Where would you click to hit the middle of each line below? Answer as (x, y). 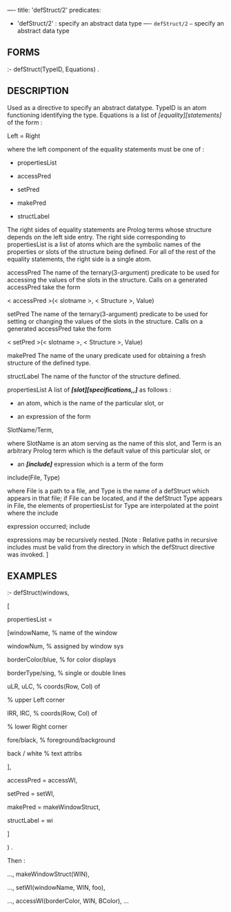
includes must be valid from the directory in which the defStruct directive (111, 547)
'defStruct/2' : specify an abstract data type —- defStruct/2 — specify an (120, 23)
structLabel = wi (30, 821)
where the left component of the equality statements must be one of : (106, 149)
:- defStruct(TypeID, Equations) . (53, 69)
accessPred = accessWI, (42, 781)
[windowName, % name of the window (62, 633)
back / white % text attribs (45, 754)
